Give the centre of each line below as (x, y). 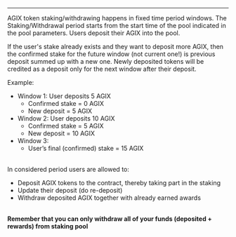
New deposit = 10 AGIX (61, 133)
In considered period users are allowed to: (68, 169)
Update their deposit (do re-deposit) (70, 190)
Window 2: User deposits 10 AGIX (66, 118)
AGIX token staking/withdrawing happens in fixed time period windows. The (117, 18)
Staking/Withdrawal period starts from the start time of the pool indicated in (117, 26)
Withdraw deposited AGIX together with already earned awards (109, 198)
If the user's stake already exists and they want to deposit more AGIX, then (115, 47)
